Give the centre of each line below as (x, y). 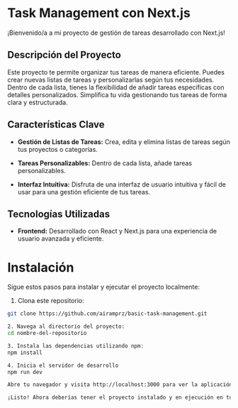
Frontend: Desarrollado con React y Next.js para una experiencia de (117, 231)
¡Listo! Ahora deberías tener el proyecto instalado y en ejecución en (115, 398)
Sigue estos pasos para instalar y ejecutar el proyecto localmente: (104, 287)
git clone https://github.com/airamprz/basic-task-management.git (107, 314)
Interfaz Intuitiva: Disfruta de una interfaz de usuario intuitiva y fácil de (122, 184)
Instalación (41, 267)
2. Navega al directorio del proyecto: (66, 327)
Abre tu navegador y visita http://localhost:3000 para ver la (103, 385)
